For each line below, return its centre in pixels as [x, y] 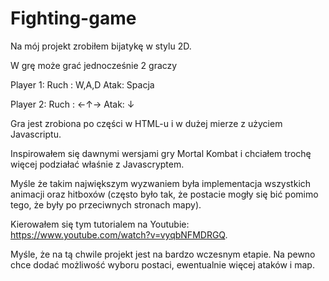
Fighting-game [73, 18]
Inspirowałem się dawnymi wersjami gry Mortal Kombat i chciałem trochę [161, 153]
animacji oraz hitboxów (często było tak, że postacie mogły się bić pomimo [164, 194]
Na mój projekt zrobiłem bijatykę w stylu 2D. [101, 46]
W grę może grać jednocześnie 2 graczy [94, 65]
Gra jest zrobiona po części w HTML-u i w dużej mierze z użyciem [146, 123]
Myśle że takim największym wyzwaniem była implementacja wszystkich [161, 183]
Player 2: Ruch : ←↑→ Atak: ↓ [72, 104]
